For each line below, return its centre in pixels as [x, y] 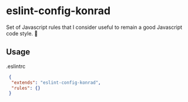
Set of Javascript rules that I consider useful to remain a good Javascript [94, 27]
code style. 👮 [22, 33]
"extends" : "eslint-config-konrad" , [56, 83]
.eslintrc [16, 66]
